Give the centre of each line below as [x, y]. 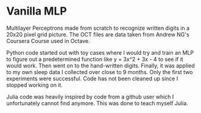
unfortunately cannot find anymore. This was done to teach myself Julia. [97, 103]
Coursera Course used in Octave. [48, 41]
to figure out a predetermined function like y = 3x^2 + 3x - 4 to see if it [95, 59]
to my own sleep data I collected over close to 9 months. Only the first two [100, 72]
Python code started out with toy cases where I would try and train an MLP [100, 52]
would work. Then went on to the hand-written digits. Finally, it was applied [100, 66]
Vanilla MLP [37, 11]
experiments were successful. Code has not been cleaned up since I [92, 78]
